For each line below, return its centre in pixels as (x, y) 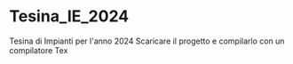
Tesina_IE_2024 (69, 16)
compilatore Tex (39, 50)
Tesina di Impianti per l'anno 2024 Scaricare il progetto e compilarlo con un (147, 41)
